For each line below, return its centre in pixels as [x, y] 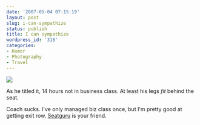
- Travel [17, 62]
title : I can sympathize [38, 34]
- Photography [24, 57]
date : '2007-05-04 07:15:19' [43, 12]
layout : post [23, 18]
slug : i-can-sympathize [36, 23]
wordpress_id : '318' [32, 40]
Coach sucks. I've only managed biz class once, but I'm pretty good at [94, 109]
